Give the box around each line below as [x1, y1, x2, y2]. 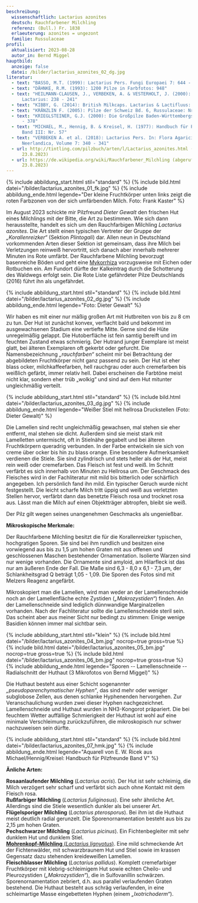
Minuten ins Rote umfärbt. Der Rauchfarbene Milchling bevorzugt [6, 253, 164, 260]
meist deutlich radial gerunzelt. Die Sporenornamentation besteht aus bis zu [6, 815, 191, 822]
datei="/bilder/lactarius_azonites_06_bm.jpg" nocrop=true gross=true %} [6, 656, 184, 664]
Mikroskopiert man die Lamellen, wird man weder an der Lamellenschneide [6, 588, 189, 596]
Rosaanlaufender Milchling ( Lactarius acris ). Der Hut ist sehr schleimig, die [6, 777, 192, 785]
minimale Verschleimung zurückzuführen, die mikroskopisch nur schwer [6, 718, 181, 725]
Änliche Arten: [6, 766, 43, 773]
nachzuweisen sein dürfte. [6, 724, 71, 732]
